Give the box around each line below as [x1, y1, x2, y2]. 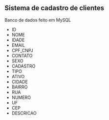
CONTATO [11, 53, 33, 59]
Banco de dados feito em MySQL [4, 17, 71, 23]
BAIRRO [11, 84, 28, 90]
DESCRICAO [11, 110, 37, 116]
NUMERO [11, 94, 31, 100]
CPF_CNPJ [11, 47, 33, 53]
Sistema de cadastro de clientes [4, 4, 105, 12]
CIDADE [11, 79, 28, 85]
